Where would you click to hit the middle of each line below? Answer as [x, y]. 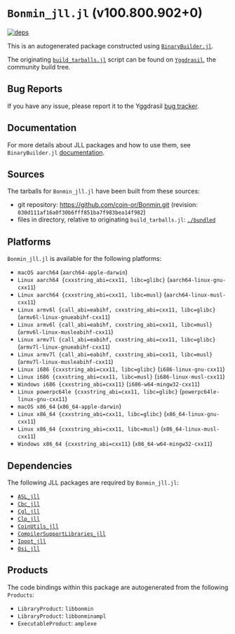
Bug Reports [35, 89]
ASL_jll [28, 497]
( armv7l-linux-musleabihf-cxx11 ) [65, 362]
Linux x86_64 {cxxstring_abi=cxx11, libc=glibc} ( [92, 414]
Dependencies [40, 465]
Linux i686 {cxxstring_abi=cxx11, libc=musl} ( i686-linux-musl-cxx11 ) [121, 377]
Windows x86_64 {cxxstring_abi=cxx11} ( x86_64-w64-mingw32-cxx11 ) [115, 444]
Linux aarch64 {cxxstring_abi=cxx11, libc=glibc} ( [93, 280]
